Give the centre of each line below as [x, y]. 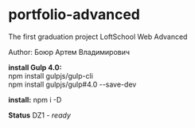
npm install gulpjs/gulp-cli [51, 76]
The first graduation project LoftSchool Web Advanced [98, 37]
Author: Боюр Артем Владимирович [69, 52]
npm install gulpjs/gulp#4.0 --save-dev [72, 84]
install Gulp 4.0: [35, 67]
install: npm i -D [35, 99]
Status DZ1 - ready [40, 115]
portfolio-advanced [74, 15]
